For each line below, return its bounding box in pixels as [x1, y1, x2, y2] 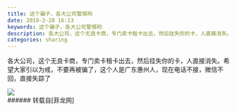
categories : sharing [7, 37, 68, 44]
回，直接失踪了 [7, 74, 51, 83]
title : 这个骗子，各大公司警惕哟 [7, 10, 93, 18]
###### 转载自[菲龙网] [7, 96, 75, 105]
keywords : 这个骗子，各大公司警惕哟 [7, 23, 102, 30]
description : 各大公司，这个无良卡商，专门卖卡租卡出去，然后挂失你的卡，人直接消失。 [7, 30, 233, 37]
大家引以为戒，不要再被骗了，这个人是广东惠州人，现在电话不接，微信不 [13, 65, 224, 74]
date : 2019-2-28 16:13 [7, 17, 74, 24]
